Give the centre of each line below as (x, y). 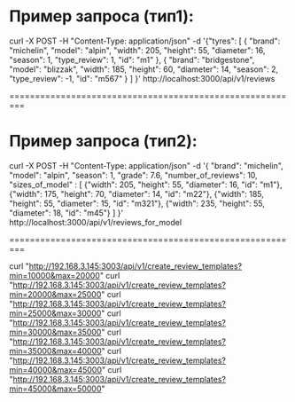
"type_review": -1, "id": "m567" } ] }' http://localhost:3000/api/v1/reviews (142, 78)
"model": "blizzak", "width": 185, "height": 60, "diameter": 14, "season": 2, (144, 69)
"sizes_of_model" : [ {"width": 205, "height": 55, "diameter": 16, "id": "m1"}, (146, 185)
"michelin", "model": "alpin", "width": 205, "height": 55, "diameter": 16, (137, 50)
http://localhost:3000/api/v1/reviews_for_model (96, 222)
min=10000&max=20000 (54, 275)
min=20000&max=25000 (55, 294)
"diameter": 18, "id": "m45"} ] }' (66, 213)
